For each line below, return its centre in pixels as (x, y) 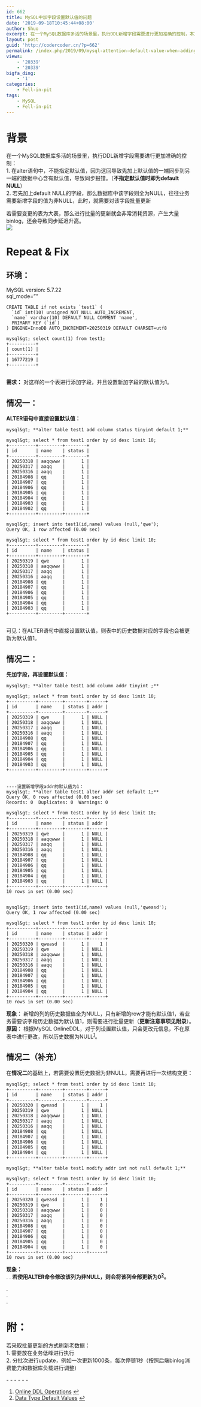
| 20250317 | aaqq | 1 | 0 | (57, 1215)
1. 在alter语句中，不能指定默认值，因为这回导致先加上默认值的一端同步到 (95, 171)
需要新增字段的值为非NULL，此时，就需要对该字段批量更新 (79, 201)
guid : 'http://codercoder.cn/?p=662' (53, 46)
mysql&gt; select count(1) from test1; (56, 339)
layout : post (22, 40)
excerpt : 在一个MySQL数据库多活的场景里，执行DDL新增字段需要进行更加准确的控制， (98, 34)
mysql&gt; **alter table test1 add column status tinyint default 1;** (97, 430)
